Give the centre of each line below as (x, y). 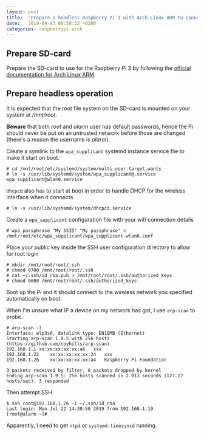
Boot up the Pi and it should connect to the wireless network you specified (99, 292)
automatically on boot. (34, 298)
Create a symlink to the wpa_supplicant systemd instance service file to (96, 151)
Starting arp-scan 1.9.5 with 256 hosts (58, 338)
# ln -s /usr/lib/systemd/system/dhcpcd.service (69, 208)
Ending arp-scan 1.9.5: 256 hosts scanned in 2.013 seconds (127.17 (95, 375)
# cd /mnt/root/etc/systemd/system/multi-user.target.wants (84, 169)
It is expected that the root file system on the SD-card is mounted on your (98, 108)
